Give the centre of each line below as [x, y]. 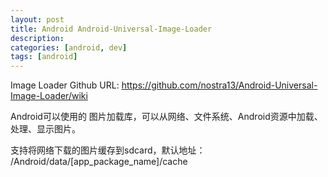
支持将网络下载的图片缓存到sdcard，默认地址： [108, 150]
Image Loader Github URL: [65, 85]
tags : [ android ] [44, 57]
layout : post [37, 19]
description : [37, 38]
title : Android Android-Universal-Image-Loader [111, 29]
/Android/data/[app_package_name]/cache [99, 162]
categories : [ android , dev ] [69, 47]
